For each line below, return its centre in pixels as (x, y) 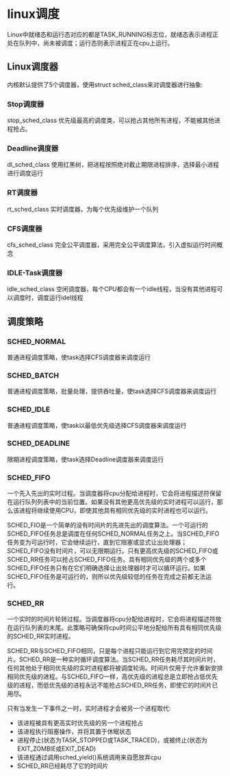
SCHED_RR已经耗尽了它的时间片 (63, 766)
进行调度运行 (25, 173)
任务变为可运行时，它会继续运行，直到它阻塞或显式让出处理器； (97, 543)
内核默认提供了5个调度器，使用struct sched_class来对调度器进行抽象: (105, 84)
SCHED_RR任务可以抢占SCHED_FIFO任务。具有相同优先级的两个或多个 (107, 560)
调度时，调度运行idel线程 (48, 298)
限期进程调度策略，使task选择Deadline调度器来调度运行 (86, 459)
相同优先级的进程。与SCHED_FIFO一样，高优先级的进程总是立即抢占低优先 (112, 676)
